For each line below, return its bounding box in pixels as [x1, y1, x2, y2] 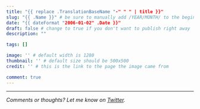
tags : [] [6, 42, 28, 48]
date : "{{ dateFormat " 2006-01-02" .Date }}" [6, 20, 121, 26]
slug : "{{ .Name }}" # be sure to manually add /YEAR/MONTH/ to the [6, 14, 180, 20]
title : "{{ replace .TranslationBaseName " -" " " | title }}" [6, 8, 164, 15]
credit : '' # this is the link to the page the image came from [6, 63, 169, 69]
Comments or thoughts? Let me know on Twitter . [6, 96, 126, 103]
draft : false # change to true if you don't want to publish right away [6, 25, 190, 32]
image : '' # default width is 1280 [6, 52, 95, 58]
